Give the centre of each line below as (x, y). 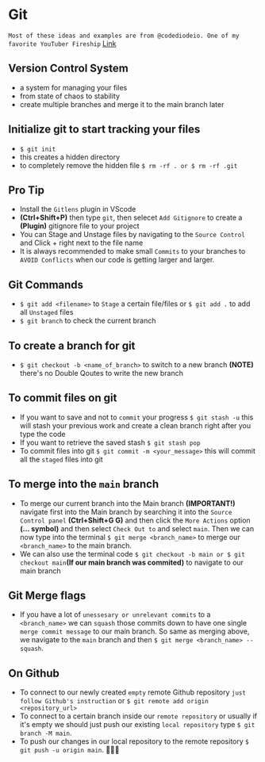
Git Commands (46, 284)
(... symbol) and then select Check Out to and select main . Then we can (137, 528)
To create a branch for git (72, 345)
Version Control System (68, 69)
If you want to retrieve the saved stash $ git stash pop (110, 442)
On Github (34, 673)
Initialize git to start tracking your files (104, 130)
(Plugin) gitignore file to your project (80, 226)
